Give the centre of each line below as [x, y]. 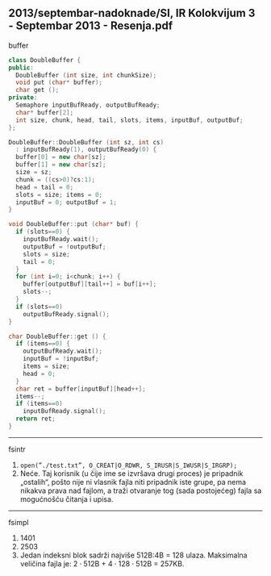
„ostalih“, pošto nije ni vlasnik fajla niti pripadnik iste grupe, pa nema [133, 482]
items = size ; [46, 366]
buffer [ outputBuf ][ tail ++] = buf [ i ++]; [90, 284]
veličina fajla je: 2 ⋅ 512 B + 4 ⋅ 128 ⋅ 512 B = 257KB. [102, 563]
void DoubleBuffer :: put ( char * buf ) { [73, 224]
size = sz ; [34, 173]
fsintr [17, 449]
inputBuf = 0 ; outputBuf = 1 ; [66, 202]
